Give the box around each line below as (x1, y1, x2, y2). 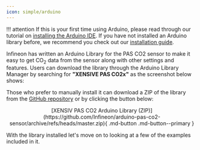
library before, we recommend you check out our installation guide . (6, 38, 175, 45)
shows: (6, 77, 24, 85)
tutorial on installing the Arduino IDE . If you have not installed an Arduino (6, 31, 187, 39)
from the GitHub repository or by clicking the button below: (6, 95, 154, 103)
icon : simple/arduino (6, 8, 61, 15)
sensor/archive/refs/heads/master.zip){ (9, 120, 108, 127)
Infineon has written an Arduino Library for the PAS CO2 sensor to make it (6, 50, 191, 57)
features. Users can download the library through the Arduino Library (6, 64, 179, 71)
